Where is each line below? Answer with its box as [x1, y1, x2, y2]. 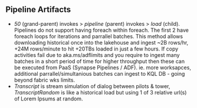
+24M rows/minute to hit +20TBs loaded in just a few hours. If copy [14, 45, 179, 52]
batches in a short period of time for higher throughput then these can [14, 58, 185, 65]
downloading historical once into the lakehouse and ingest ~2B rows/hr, [14, 39, 189, 46]
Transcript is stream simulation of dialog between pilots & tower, [14, 82, 170, 90]
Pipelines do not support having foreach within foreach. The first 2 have [14, 26, 189, 33]
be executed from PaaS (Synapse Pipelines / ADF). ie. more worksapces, [14, 64, 191, 71]
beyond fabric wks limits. [14, 76, 75, 83]
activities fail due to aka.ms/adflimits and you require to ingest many [14, 51, 180, 58]
